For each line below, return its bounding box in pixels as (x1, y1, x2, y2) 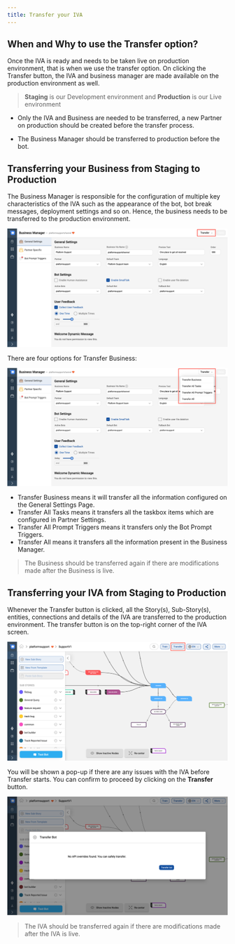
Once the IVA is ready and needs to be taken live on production (7, 57, 190, 65)
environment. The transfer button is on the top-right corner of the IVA (7, 620, 208, 628)
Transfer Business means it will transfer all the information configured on (17, 493, 227, 502)
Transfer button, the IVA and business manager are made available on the (7, 72, 219, 80)
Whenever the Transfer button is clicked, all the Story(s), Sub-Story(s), (7, 606, 211, 613)
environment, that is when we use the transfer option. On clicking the (7, 64, 206, 73)
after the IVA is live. (24, 929, 80, 938)
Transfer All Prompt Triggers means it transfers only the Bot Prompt (17, 523, 212, 531)
